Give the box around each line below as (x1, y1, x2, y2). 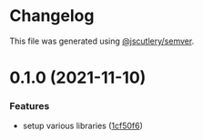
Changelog (9, 5, 95, 26)
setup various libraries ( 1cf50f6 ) (22, 120, 144, 132)
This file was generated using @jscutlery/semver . (9, 35, 195, 46)
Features (9, 100, 50, 113)
